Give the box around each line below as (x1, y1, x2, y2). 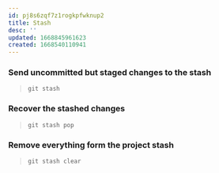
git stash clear (27, 157, 81, 166)
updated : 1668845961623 (8, 33, 87, 42)
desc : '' (8, 26, 37, 34)
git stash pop (27, 121, 74, 129)
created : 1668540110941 (8, 41, 87, 49)
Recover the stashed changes (8, 103, 126, 115)
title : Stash (8, 19, 51, 27)
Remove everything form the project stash (8, 139, 174, 150)
